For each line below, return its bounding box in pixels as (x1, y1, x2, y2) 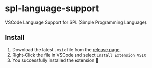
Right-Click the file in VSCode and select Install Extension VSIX (12, 52, 146, 58)
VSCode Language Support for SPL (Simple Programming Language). (5, 19, 148, 25)
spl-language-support (5, 3, 99, 14)
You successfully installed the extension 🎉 (12, 57, 99, 63)
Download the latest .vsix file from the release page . (12, 46, 121, 52)
